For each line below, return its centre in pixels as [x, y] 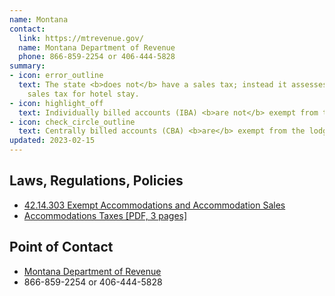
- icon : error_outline [56, 76]
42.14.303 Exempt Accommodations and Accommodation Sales [154, 205]
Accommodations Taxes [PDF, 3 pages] [105, 215]
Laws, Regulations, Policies [96, 181]
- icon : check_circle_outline [72, 122]
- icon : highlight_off [56, 103]
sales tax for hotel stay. [83, 94]
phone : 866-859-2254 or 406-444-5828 [97, 57]
